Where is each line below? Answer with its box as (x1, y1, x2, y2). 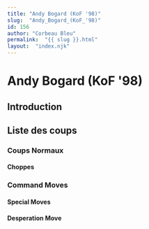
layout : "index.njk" (7, 43, 70, 50)
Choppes (7, 162, 35, 172)
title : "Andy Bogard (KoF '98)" (7, 10, 101, 18)
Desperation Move (7, 214, 62, 222)
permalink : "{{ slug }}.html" (7, 36, 98, 43)
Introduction (7, 101, 63, 113)
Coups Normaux (7, 145, 64, 155)
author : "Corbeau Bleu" (7, 29, 77, 37)
